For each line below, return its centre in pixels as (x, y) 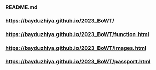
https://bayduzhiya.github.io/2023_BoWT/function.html (77, 34)
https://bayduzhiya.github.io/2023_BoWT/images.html (76, 48)
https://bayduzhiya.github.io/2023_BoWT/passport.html (78, 61)
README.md (22, 7)
